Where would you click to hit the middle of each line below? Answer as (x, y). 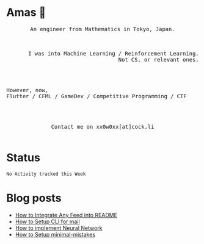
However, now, (27, 90)
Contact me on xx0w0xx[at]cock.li (103, 127)
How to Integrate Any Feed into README (66, 215)
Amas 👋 (26, 13)
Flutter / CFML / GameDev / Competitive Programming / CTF (97, 96)
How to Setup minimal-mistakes (55, 234)
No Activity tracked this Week (46, 174)
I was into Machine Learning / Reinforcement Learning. (114, 53)
